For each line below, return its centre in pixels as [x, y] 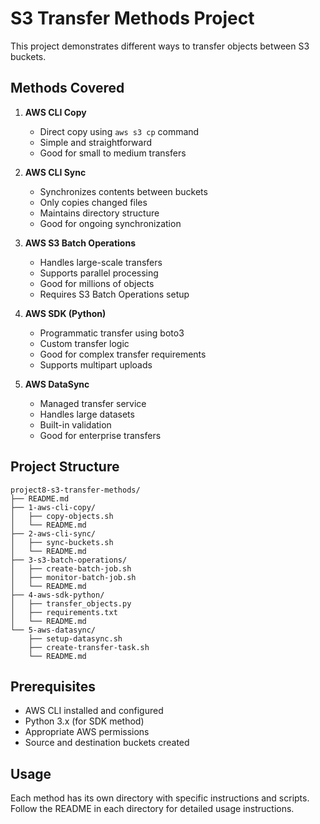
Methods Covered [67, 88]
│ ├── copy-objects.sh [62, 516]
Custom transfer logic [84, 343]
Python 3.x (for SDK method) [84, 721]
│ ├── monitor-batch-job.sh [73, 577]
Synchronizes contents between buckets [123, 191]
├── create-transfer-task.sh [89, 647]
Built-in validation [75, 424]
